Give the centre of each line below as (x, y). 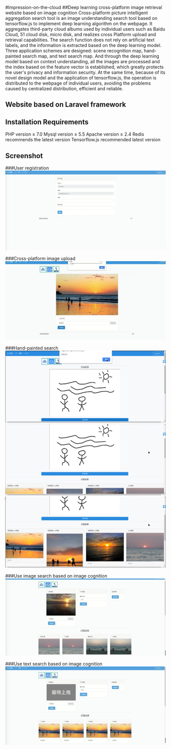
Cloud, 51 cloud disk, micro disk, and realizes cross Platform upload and (81, 34)
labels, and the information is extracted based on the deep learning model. (83, 45)
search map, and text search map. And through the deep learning (91, 56)
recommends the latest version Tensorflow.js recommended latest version (83, 140)
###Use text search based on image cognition (54, 664)
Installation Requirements (47, 122)
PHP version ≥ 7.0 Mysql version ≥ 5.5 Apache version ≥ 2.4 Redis (75, 134)
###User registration (27, 168)
